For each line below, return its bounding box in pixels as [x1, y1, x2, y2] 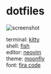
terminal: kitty [6, 35, 40, 43]
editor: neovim [6, 48, 42, 55]
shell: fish [6, 42, 30, 49]
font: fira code [6, 61, 41, 69]
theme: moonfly [6, 55, 45, 62]
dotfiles [6, 4, 45, 18]
